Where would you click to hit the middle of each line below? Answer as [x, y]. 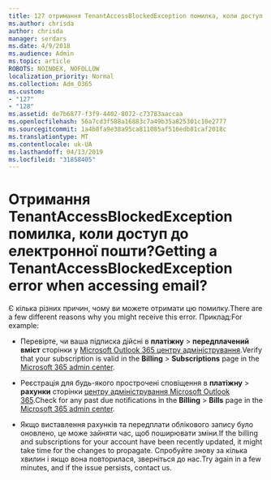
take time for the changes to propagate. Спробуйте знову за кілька [133, 451]
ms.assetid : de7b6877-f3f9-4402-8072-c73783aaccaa [96, 115]
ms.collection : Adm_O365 [50, 84]
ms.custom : [27, 91]
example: [24, 326]
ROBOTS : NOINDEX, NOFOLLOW [54, 69]
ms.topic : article [39, 62]
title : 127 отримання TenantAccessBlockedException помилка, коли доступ [136, 16]
